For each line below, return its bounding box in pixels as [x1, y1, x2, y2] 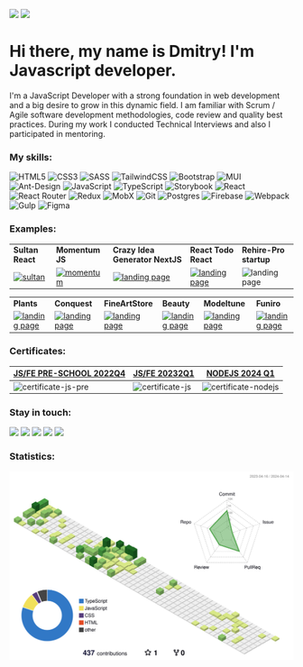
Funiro [255, 297, 281, 308]
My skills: [9, 151, 52, 163]
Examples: [9, 223, 57, 235]
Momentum [55, 244, 101, 256]
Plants [13, 297, 38, 308]
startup [242, 254, 271, 265]
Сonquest [54, 297, 93, 308]
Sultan [13, 244, 39, 256]
